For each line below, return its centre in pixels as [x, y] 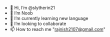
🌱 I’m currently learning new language [49, 18]
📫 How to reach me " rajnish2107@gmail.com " [58, 29]
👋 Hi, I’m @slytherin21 [32, 8]
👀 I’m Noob [21, 13]
